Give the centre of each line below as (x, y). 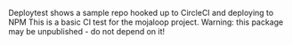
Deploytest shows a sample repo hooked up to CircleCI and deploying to (141, 13)
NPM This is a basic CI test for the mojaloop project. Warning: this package (146, 22)
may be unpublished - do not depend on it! (87, 31)
